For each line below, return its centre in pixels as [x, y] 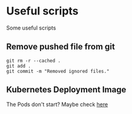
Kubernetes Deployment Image [66, 90]
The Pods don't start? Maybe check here [57, 104]
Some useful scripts [31, 28]
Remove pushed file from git [61, 47]
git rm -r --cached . [34, 61]
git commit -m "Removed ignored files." [58, 71]
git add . [19, 66]
